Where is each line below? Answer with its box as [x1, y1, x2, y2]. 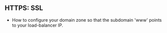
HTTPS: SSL [4, 4, 43, 12]
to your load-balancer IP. [11, 22, 63, 28]
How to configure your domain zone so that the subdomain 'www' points [11, 17, 162, 23]
